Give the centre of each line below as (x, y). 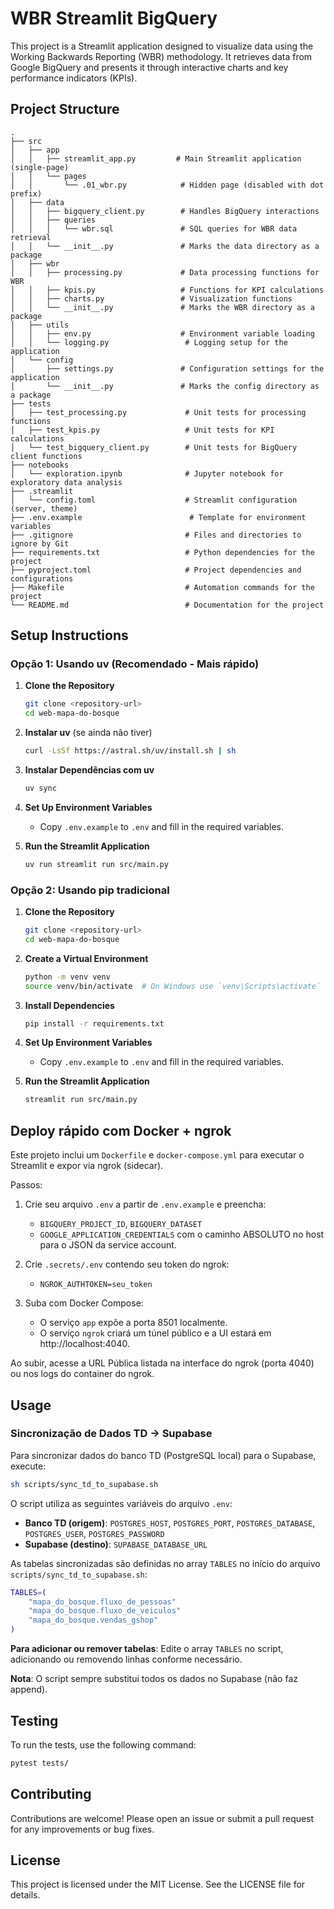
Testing (34, 1720)
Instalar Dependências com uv (89, 770)
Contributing (51, 1794)
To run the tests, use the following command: (103, 1744)
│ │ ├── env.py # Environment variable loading (162, 333)
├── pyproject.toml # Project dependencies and (156, 570)
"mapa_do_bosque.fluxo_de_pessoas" (102, 1602)
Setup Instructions (69, 635)
